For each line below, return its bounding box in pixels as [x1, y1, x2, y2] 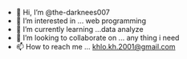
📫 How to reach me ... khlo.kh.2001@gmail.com [15, 42, 176, 51]
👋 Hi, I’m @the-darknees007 [15, 8, 110, 17]
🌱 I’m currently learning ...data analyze [15, 25, 144, 33]
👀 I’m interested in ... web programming [15, 16, 147, 26]
